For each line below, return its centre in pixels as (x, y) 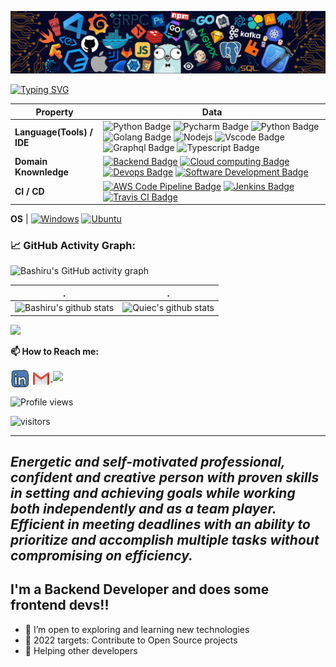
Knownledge (41, 172)
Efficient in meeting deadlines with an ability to (160, 524)
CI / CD (29, 192)
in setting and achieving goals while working (153, 493)
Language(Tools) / (53, 132)
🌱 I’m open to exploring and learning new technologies (137, 629)
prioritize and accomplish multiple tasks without (165, 540)
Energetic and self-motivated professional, (148, 462)
